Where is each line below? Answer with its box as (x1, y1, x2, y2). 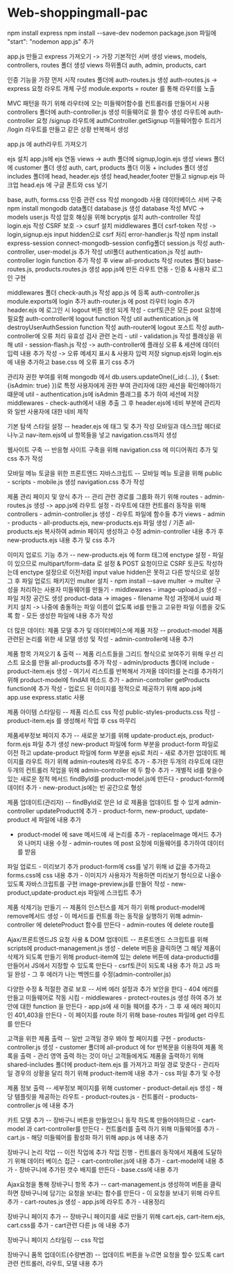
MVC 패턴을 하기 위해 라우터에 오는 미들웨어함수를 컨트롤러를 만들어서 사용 (7, 99, 210, 107)
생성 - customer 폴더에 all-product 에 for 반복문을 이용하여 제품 (42, 1043, 216, 1051)
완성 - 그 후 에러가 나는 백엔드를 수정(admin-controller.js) (14, 970, 171, 978)
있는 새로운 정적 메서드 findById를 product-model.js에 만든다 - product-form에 (7, 775, 225, 783)
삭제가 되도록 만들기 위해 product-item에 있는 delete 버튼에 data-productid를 (7, 952, 220, 961)
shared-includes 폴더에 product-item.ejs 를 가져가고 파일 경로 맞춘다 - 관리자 (7, 1060, 220, 1068)
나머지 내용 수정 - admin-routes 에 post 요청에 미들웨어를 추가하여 (24, 838, 206, 847)
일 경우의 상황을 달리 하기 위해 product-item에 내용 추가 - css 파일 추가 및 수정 (7, 1068, 221, 1077)
